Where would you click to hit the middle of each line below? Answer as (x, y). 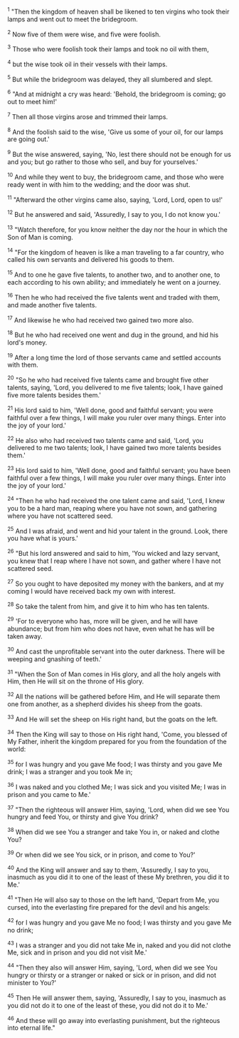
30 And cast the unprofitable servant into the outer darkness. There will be (116, 651)
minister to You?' (32, 982)
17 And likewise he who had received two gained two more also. (101, 319)
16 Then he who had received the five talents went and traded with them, (114, 297)
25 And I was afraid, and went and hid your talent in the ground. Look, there (118, 530)
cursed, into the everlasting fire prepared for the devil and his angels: (109, 907)
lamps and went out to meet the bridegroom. (73, 19)
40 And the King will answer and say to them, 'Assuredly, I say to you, (109, 869)
